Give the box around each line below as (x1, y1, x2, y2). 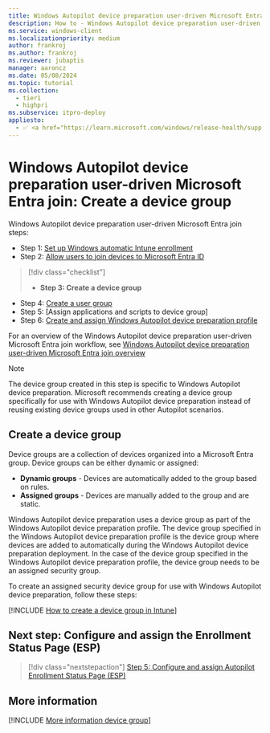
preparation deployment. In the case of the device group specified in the (8, 548, 248, 558)
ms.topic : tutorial (8, 79, 74, 87)
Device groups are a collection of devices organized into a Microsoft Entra (8, 449, 254, 458)
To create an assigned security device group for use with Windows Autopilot (8, 581, 262, 591)
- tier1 (15, 94, 42, 102)
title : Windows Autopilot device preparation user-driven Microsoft (8, 11, 243, 20)
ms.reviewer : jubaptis (8, 57, 84, 65)
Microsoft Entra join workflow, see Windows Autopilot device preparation (8, 339, 250, 349)
